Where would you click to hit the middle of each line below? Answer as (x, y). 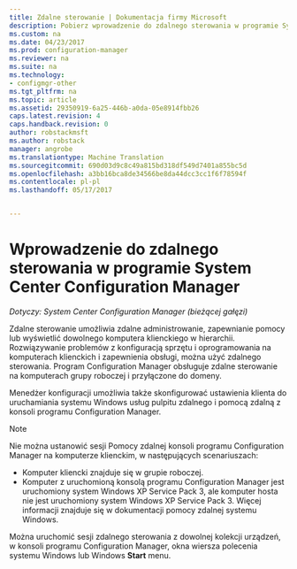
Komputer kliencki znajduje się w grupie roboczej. (113, 472)
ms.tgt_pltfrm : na (43, 91)
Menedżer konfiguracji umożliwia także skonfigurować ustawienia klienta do (148, 392)
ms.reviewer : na (39, 58)
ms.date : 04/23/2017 (47, 42)
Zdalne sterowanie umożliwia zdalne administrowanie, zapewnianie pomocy (147, 328)
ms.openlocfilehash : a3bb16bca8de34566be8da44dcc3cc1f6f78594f (128, 173)
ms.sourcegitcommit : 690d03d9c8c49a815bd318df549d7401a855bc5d (128, 165)
